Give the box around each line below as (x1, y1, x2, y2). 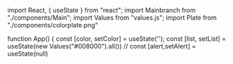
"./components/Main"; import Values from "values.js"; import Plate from (7, 13, 217, 22)
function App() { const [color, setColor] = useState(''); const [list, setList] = (7, 34, 227, 43)
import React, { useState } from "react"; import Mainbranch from (7, 6, 196, 14)
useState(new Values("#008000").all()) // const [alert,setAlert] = (7, 42, 197, 50)
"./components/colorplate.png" (7, 21, 98, 29)
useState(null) (7, 49, 48, 58)
